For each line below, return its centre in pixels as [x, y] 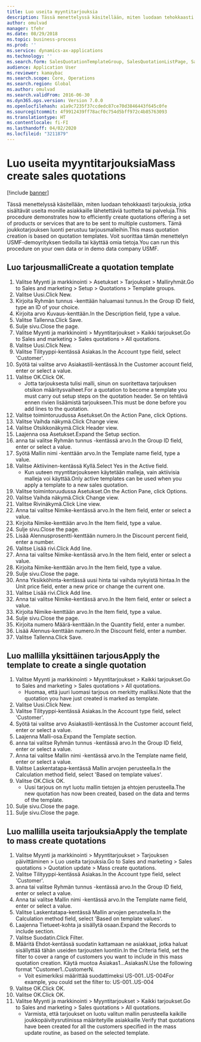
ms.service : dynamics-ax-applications [55, 51]
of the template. [44, 800]
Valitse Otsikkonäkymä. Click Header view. [67, 428]
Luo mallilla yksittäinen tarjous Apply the [84, 656]
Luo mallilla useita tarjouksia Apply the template [97, 832]
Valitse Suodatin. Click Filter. [50, 938]
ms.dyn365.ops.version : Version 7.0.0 [55, 100]
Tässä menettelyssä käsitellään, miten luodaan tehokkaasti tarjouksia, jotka [99, 204]
